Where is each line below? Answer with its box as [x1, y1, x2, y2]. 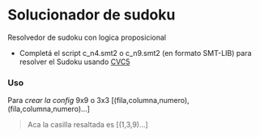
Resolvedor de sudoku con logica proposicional [7, 32, 167, 42]
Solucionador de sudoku [7, 6, 176, 24]
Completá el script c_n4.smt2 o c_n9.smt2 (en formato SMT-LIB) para [19, 48, 252, 58]
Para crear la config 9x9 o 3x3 [7, 96, 110, 105]
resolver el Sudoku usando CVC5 [19, 57, 130, 66]
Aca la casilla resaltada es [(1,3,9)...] [27, 120, 149, 130]
